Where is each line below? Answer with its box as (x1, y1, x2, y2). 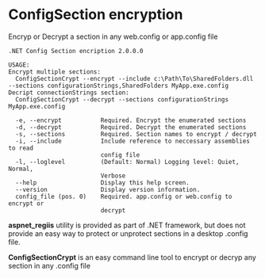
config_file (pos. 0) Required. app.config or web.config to (15, 192, 232, 200)
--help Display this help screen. (15, 178, 190, 187)
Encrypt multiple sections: (8, 67, 102, 76)
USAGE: (8, 61, 30, 69)
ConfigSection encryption (8, 6, 183, 24)
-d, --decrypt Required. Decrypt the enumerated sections (15, 123, 247, 131)
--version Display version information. (15, 185, 201, 193)
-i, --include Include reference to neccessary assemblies (15, 137, 250, 145)
